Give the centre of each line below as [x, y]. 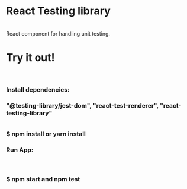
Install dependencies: [38, 89]
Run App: [20, 150]
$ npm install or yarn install [46, 134]
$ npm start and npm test [43, 179]
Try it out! [30, 58]
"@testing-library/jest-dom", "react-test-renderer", [82, 105]
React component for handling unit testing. [58, 33]
